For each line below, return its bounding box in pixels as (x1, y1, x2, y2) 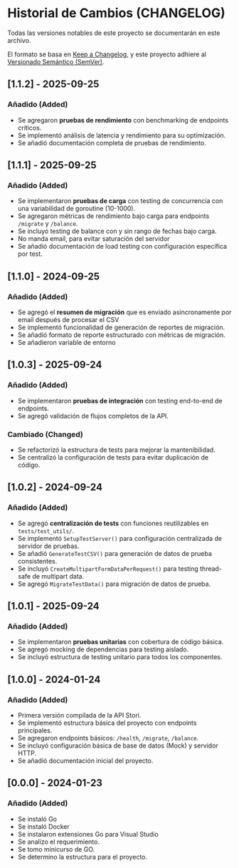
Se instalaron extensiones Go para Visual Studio (17, 830, 159, 838)
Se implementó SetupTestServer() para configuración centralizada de (17, 534, 223, 542)
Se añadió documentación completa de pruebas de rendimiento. (17, 138, 206, 147)
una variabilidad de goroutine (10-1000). (17, 205, 136, 213)
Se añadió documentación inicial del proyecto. (17, 757, 154, 765)
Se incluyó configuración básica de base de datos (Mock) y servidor (17, 741, 218, 750)
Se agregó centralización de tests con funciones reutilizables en (17, 519, 208, 527)
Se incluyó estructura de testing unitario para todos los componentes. (17, 653, 223, 661)
